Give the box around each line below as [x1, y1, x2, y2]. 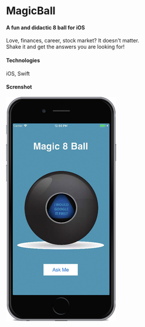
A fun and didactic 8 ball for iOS [6, 24, 85, 31]
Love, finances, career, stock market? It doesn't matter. [6, 37, 140, 44]
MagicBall [6, 4, 56, 18]
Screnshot [6, 84, 32, 91]
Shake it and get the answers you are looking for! [6, 43, 125, 51]
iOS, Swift [6, 70, 31, 77]
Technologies [6, 57, 41, 64]
